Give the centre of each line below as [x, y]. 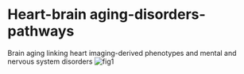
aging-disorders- [147, 15]
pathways [41, 31]
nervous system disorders [50, 61]
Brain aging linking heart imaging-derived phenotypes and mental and [122, 53]
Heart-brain [47, 15]
